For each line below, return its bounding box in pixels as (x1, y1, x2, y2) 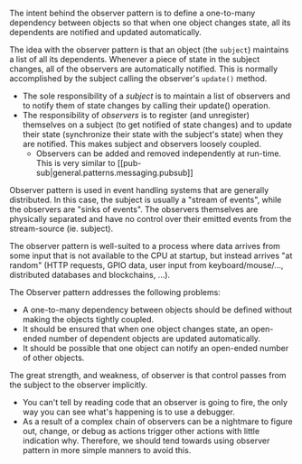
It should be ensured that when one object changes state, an (22, 324, 250, 334)
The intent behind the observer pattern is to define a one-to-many (9, 8, 256, 18)
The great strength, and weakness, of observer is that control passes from (9, 370, 287, 380)
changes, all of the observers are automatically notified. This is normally (9, 63, 278, 74)
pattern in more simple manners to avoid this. (22, 445, 192, 455)
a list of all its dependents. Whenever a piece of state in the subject (9, 54, 260, 64)
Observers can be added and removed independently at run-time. (35, 148, 282, 159)
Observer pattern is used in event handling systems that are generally (9, 185, 269, 195)
